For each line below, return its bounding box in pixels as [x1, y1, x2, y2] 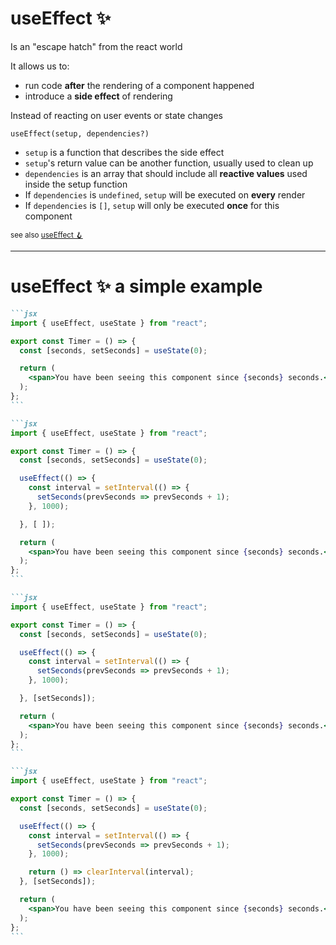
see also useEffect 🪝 [10, 230, 83, 240]
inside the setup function [24, 178, 128, 190]
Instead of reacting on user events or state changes [10, 109, 223, 121]
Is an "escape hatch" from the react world [10, 40, 183, 52]
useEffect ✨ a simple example [10, 275, 263, 298]
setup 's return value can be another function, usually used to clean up [24, 157, 314, 169]
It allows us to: [10, 60, 70, 72]
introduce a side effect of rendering [24, 90, 173, 102]
